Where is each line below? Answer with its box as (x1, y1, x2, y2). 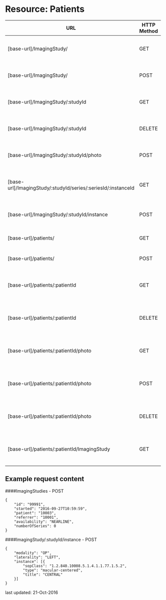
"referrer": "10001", (14, 515, 58, 520)
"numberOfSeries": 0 (14, 523, 56, 528)
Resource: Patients (5, 3, 85, 15)
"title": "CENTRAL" (23, 572, 63, 577)
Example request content (5, 475, 84, 483)
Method (139, 27, 158, 34)
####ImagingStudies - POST (5, 488, 64, 494)
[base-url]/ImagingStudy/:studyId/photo (7, 151, 102, 158)
